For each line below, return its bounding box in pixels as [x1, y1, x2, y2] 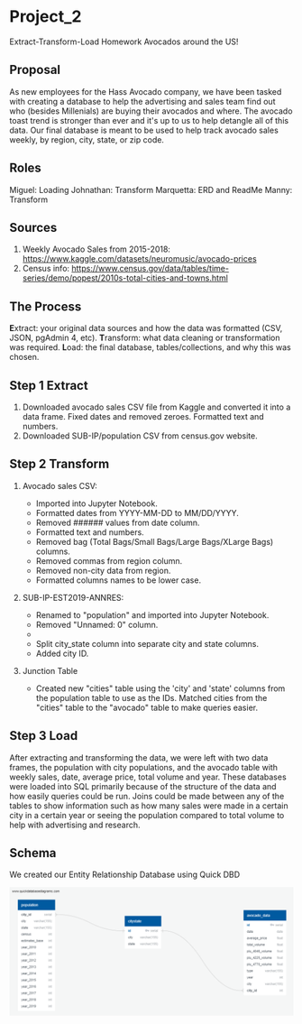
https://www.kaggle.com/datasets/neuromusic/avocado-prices [22, 254, 257, 264]
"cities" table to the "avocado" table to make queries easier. [35, 702, 259, 713]
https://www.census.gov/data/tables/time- [71, 263, 230, 274]
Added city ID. [35, 648, 89, 659]
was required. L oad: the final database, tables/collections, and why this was [9, 342, 291, 353]
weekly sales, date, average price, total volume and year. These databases [9, 771, 287, 782]
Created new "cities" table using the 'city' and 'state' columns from [35, 683, 286, 694]
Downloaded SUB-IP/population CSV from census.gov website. [22, 430, 259, 441]
